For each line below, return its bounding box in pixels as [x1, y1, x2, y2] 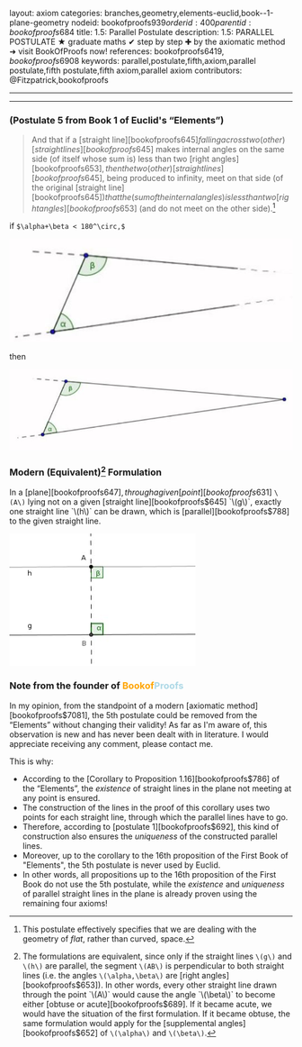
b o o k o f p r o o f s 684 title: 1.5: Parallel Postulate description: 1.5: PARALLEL [9, 27, 275, 37]
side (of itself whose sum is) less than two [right [31, 153, 209, 165]
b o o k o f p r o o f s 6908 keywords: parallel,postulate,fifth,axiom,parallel [9, 56, 256, 66]
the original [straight [31, 182, 107, 193]
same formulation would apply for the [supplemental [22, 1017, 217, 1028]
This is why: [9, 756, 54, 767]
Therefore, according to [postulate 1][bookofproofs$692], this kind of [22, 821, 280, 832]
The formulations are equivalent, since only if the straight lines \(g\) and [22, 951, 292, 961]
